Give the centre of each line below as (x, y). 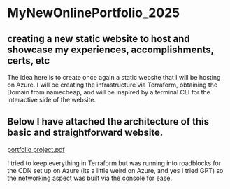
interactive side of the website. (52, 100)
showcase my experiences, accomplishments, (111, 49)
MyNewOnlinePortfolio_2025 (94, 13)
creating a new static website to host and (99, 39)
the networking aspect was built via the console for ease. (90, 178)
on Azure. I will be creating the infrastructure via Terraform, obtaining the (113, 85)
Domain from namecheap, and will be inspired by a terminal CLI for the (109, 92)
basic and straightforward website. (85, 133)
